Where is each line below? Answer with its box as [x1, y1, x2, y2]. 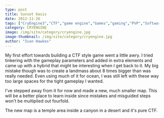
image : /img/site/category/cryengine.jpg [5, 30, 91, 35]
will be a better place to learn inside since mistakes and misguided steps [5, 93, 151, 98]
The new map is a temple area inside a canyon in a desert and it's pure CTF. [5, 107, 158, 113]
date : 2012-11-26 [5, 16, 41, 21]
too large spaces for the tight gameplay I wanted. [5, 78, 104, 84]
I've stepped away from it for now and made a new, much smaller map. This [5, 87, 158, 93]
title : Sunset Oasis [5, 12, 47, 17]
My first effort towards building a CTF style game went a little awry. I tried [5, 52, 153, 58]
